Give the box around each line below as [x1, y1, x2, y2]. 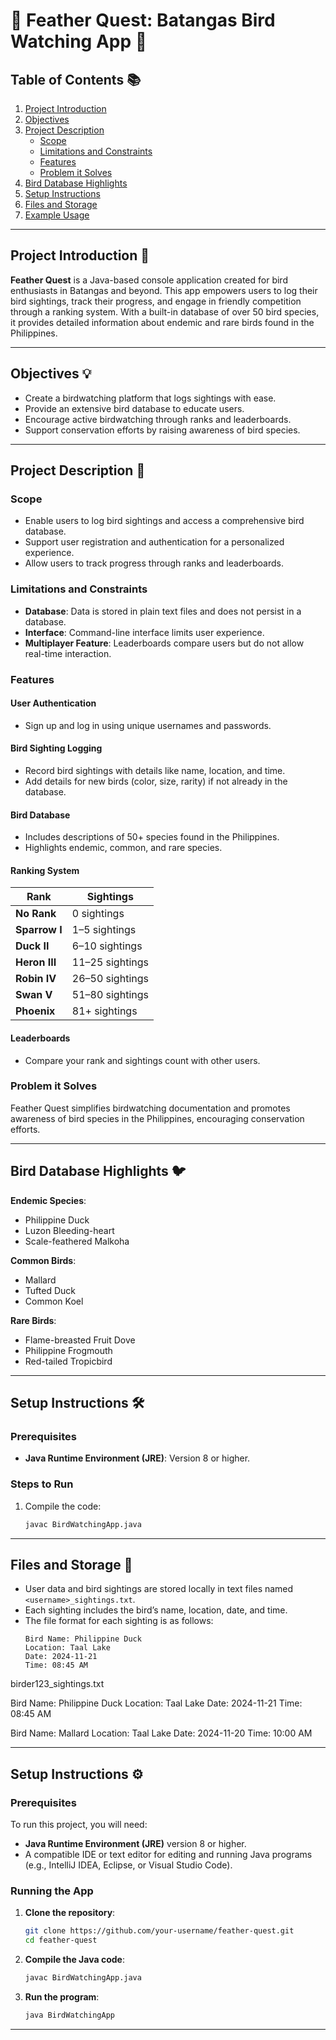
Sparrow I [15, 923, 63, 937]
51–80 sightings [71, 988, 149, 1002]
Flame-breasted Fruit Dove [24, 1334, 136, 1346]
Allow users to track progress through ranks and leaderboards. [24, 557, 285, 569]
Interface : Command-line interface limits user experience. [24, 626, 265, 638]
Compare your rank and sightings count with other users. [24, 1054, 261, 1066]
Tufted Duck [24, 1284, 76, 1296]
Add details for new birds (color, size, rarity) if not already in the [24, 775, 288, 787]
